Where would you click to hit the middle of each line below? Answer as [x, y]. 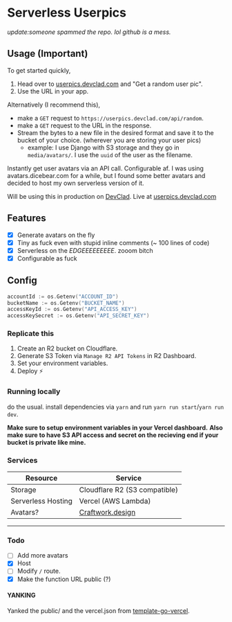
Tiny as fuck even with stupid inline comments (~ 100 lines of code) [113, 242]
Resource [41, 478]
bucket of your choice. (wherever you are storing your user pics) [109, 140]
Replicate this [31, 334]
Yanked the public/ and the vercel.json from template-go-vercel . [98, 610]
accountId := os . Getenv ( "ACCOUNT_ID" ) [63, 296]
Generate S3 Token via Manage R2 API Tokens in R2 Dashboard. [107, 356]
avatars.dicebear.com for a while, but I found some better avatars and [106, 175]
